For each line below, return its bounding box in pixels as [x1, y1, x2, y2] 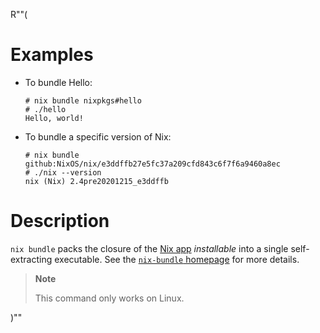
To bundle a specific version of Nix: [24, 130, 172, 143]
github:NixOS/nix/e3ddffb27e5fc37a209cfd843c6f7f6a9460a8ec [24, 159, 281, 169]
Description [10, 210, 110, 233]
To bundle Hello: [24, 76, 93, 88]
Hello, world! [24, 113, 84, 123]
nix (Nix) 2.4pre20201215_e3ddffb [24, 176, 169, 186]
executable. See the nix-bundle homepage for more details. [54, 253, 300, 265]
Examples [10, 44, 94, 66]
